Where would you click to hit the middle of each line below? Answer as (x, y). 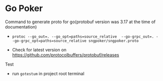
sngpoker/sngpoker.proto (114, 41)
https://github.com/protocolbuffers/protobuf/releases (65, 55)
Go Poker (24, 8)
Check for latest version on (39, 50)
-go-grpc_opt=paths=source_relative (49, 41)
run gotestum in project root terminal (48, 73)
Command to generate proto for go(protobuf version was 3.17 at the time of (80, 22)
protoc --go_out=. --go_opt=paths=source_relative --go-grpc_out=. (83, 37)
